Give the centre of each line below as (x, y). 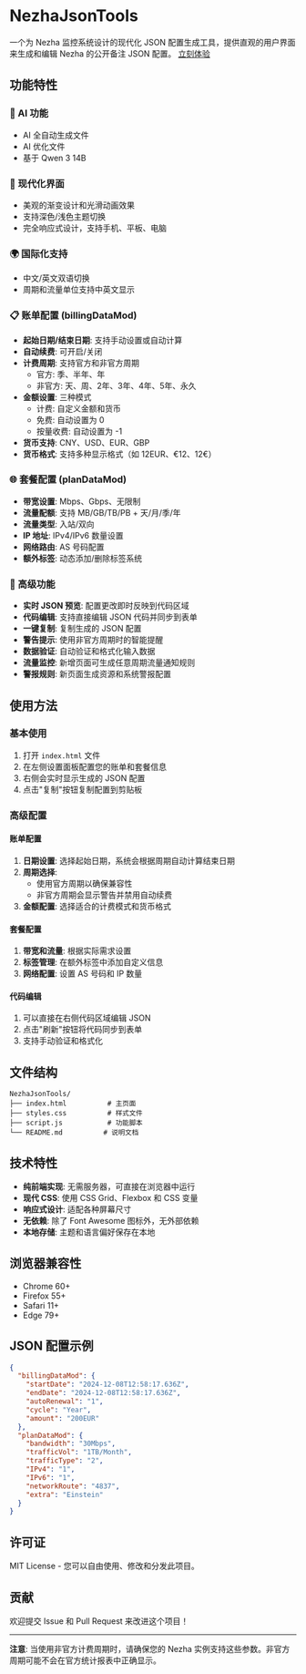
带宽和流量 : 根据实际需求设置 (77, 951)
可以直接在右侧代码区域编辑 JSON (87, 1018)
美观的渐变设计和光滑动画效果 (78, 205)
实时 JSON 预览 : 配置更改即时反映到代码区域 (106, 606)
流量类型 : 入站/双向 (58, 524)
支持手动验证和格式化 (62, 1041)
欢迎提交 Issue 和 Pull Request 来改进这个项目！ (99, 1621)
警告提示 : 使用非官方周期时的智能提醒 (93, 640)
